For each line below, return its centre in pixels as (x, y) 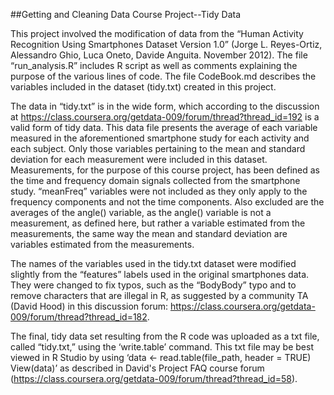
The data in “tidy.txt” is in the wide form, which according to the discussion (165, 106)
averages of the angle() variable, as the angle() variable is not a (141, 212)
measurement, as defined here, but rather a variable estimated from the (158, 223)
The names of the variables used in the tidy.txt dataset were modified (153, 263)
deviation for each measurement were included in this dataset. (139, 159)
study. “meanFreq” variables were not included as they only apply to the (159, 191)
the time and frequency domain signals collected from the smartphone (155, 180)
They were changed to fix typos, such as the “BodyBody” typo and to (153, 285)
